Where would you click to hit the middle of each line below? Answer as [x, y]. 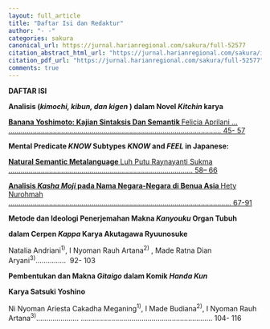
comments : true [34, 68]
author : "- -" [32, 30]
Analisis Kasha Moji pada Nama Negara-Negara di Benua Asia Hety [123, 185]
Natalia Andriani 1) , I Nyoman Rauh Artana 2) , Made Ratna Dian [110, 250]
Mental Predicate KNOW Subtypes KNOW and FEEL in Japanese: [119, 146]
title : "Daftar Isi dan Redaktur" [66, 23]
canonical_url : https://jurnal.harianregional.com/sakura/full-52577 [127, 46]
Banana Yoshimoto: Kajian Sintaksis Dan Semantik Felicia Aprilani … [123, 122]
